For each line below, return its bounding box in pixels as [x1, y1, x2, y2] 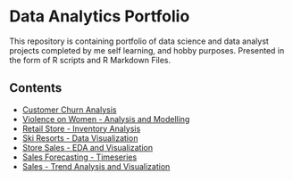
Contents [9, 80, 63, 95]
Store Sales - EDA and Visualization [21, 142, 154, 152]
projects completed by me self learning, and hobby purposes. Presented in [9, 45, 285, 55]
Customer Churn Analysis [21, 104, 117, 115]
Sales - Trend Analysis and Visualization [21, 160, 171, 171]
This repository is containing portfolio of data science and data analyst [9, 36, 270, 46]
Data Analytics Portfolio [9, 6, 190, 27]
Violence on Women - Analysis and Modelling [21, 113, 190, 124]
